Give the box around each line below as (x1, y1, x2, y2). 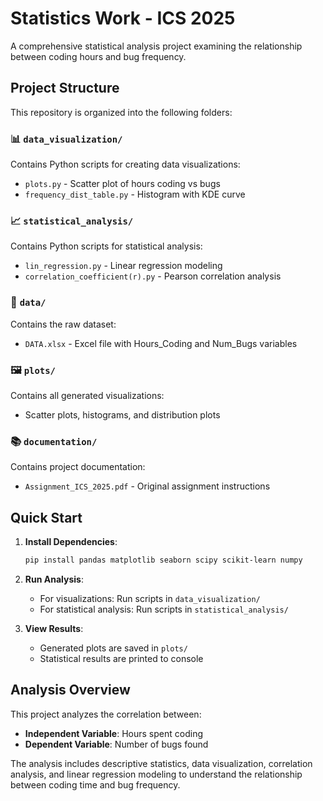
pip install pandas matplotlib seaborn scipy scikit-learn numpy (24, 555, 303, 566)
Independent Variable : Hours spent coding (24, 727, 203, 739)
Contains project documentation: (10, 461, 146, 473)
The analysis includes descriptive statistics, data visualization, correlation (10, 757, 313, 769)
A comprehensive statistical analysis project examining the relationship (10, 40, 303, 52)
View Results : (24, 622, 84, 634)
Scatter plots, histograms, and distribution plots (24, 408, 221, 421)
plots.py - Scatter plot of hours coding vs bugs (24, 178, 221, 190)
